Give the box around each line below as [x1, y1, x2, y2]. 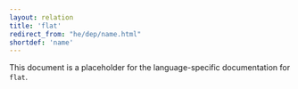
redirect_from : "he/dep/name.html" [9, 29, 142, 38]
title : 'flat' [9, 21, 62, 30]
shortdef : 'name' [9, 37, 74, 47]
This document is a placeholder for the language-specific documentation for [9, 62, 291, 73]
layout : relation [9, 12, 74, 22]
